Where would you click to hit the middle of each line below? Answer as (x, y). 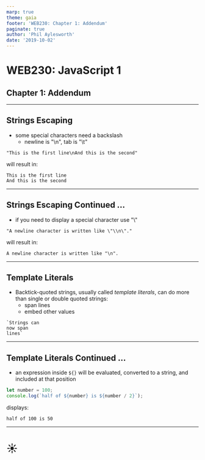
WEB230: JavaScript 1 (64, 70)
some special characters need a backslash (69, 135)
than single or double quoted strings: (62, 299)
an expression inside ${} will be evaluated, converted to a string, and (102, 373)
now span (17, 328)
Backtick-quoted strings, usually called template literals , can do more (102, 292)
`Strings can (23, 323)
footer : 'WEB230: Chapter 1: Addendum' (57, 23)
